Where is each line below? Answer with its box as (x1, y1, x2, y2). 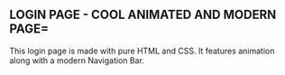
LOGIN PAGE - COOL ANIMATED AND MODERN (9, 7, 277, 23)
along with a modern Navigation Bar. (9, 54, 144, 66)
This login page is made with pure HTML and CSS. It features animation (9, 45, 275, 56)
